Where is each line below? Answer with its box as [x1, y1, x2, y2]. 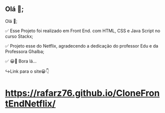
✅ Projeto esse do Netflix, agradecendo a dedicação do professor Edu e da [5, 43, 159, 49]
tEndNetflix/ [5, 98, 56, 109]
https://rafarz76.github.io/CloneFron [5, 88, 160, 99]
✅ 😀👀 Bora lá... [5, 58, 37, 64]
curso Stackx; [5, 33, 34, 39]
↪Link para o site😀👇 [5, 68, 49, 74]
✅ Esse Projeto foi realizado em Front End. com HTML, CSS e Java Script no [5, 28, 161, 34]
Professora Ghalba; [5, 48, 44, 55]
